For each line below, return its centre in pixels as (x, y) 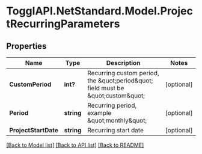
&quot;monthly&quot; (117, 120)
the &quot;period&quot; (120, 81)
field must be (106, 88)
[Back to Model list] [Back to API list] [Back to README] (75, 145)
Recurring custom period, (123, 73)
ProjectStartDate (34, 130)
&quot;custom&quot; (116, 96)
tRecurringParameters (63, 24)
